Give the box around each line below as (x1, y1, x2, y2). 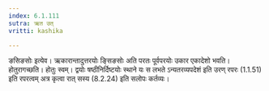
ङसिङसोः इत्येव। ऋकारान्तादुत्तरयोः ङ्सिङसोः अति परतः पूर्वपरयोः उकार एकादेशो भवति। (8, 56, 231, 65)
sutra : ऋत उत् (8, 19, 54, 27)
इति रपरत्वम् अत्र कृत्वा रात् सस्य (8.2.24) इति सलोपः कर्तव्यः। (8, 74, 170, 84)
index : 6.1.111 (8, 11, 60, 20)
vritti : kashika (8, 27, 63, 35)
